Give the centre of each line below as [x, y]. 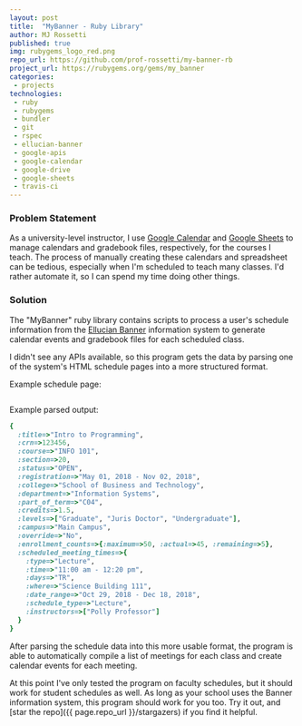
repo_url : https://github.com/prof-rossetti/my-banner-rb [121, 60]
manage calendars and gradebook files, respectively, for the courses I [141, 248]
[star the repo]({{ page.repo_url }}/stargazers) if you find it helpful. [134, 711]
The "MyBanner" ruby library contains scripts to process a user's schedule [149, 319]
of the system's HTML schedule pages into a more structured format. [139, 366]
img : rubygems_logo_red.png [63, 52]
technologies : [36, 93]
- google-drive [42, 170]
